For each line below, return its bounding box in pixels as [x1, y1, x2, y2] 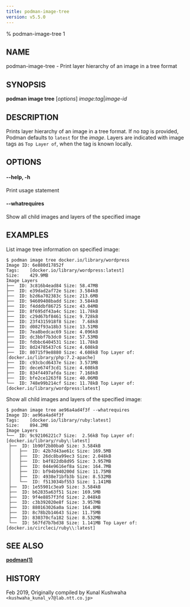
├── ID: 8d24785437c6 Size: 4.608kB [6, 344, 99, 350]
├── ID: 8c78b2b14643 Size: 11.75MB [8, 510, 101, 516]
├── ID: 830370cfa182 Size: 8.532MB [8, 514, 101, 521]
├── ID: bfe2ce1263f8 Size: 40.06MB [6, 375, 99, 381]
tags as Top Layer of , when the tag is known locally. [6, 140, 133, 147]
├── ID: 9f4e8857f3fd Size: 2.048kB [8, 494, 101, 500]
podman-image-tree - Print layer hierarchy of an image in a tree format [6, 63, 178, 70]
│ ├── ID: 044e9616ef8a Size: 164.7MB [8, 463, 111, 469]
